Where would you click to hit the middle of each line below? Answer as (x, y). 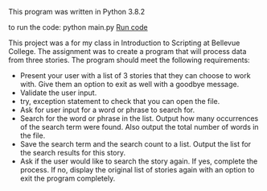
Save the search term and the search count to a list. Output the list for (136, 144)
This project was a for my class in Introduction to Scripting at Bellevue (124, 43)
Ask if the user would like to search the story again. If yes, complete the (139, 161)
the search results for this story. (73, 153)
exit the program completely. (68, 178)
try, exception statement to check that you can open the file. (120, 101)
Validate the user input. (58, 93)
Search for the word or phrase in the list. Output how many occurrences (139, 118)
